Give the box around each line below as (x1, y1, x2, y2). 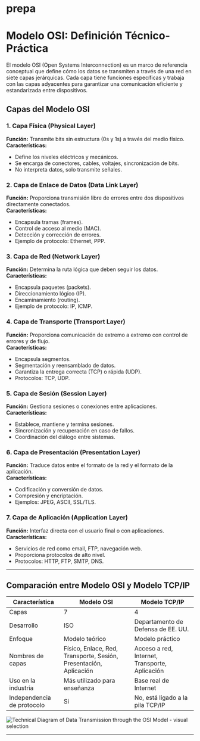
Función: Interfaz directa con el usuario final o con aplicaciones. (6, 527, 165, 534)
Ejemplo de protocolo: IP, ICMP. (14, 303, 93, 310)
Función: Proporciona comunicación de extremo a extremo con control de (6, 331, 189, 338)
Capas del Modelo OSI (6, 104, 90, 114)
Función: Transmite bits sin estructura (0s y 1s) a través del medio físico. (6, 135, 185, 142)
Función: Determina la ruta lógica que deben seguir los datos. (6, 266, 158, 273)
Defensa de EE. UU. (134, 625, 189, 633)
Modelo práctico (134, 635, 180, 643)
